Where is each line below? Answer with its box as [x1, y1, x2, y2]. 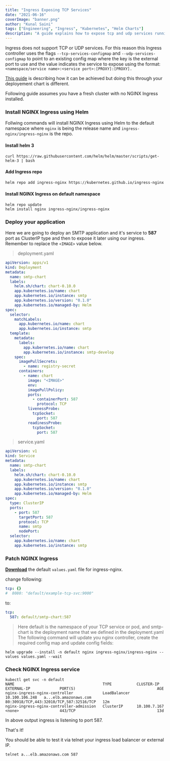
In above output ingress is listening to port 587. [5, 717, 103, 723]
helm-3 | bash [5, 158, 35, 163]
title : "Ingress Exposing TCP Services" [5, 7, 92, 13]
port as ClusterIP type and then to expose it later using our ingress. [5, 235, 145, 241]
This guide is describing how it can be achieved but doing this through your [5, 75, 163, 81]
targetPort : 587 [18, 515, 53, 520]
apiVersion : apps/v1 [5, 260, 49, 265]
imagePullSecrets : [18, 359, 58, 364]
